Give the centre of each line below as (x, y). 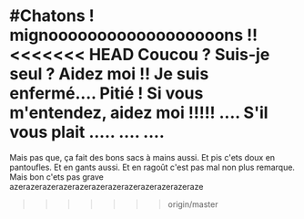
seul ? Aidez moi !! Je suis (109, 74)
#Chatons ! (52, 16)
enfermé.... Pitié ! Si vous (106, 94)
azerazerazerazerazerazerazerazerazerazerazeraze (106, 186)
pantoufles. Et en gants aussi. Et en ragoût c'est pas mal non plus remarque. (152, 167)
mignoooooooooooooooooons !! (134, 35)
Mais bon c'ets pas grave (57, 177)
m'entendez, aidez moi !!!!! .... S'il (139, 113)
